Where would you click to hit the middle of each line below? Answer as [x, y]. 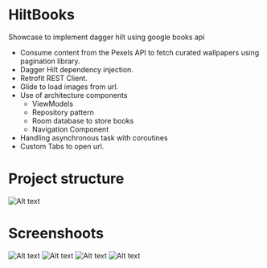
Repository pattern [63, 112]
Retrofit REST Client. [54, 78]
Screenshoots [56, 233]
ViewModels [53, 104]
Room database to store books [83, 120]
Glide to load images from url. [69, 87]
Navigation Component [70, 129]
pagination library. [50, 61]
